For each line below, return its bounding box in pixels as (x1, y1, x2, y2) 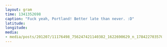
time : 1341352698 (5, 12, 41, 17)
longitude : (5, 25, 28, 30)
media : (5, 30, 19, 35)
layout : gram (5, 7, 32, 12)
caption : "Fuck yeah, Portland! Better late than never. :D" (5, 16, 135, 21)
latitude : (5, 21, 26, 26)
